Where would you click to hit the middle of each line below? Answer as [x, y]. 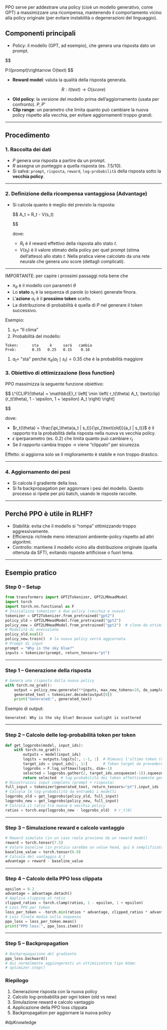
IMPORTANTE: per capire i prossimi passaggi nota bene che [67, 276]
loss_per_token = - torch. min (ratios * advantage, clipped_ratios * [77, 912]
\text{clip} [150, 393]
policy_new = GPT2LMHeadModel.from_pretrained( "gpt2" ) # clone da [77, 625]
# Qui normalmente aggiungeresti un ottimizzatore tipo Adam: [71, 963]
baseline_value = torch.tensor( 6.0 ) [43, 852]
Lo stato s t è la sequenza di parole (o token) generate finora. [75, 293]
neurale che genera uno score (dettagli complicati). [72, 262]
